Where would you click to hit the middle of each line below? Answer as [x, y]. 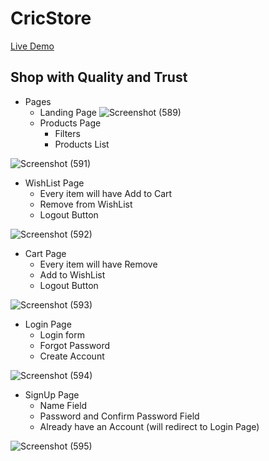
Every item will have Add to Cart [106, 193]
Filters [67, 133]
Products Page [70, 123]
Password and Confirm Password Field [119, 416]
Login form [62, 334]
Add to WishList [72, 274]
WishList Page [54, 183]
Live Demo [32, 46]
